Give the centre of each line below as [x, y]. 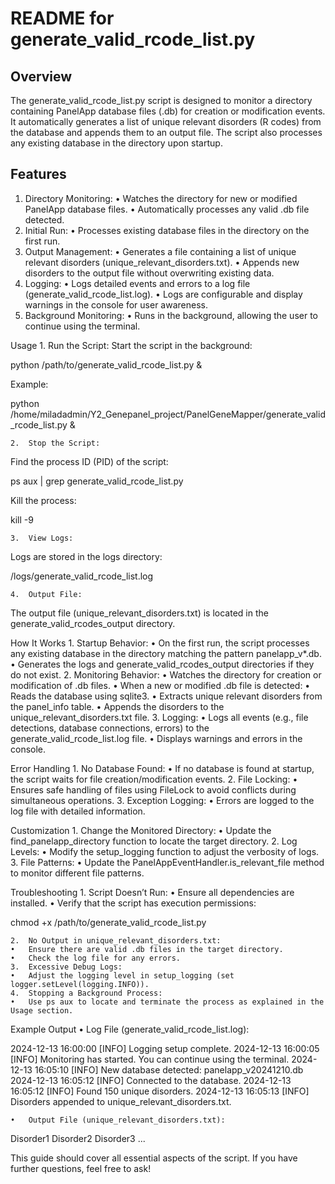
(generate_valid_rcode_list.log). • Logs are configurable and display [163, 294]
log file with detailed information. [78, 811]
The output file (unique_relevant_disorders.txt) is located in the [139, 613]
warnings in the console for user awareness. [116, 304]
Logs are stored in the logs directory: [86, 556]
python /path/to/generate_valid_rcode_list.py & [106, 364]
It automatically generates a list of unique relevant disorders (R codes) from [166, 121]
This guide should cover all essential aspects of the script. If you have [154, 1158]
